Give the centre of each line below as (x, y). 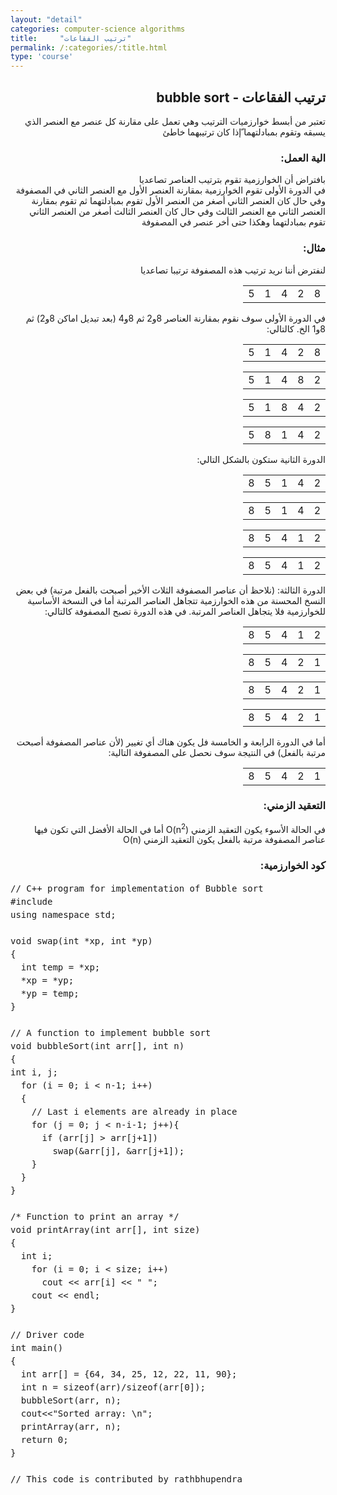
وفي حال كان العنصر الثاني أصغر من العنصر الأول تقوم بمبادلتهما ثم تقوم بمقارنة (178, 201)
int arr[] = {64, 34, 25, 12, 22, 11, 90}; (129, 1374)
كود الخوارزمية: (292, 866)
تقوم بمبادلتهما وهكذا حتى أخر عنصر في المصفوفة (233, 222)
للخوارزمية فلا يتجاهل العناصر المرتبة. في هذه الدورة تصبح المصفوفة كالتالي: (185, 611)
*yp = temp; (50, 993)
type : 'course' (42, 57)
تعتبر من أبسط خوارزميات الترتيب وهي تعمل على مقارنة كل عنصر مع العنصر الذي (175, 121)
